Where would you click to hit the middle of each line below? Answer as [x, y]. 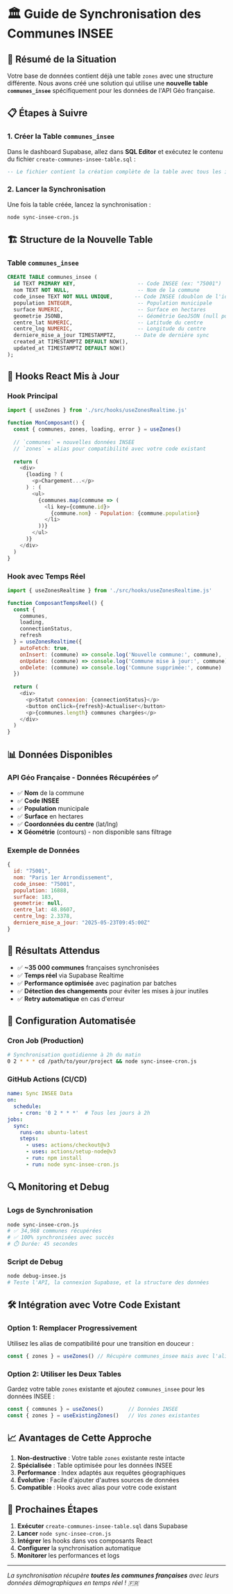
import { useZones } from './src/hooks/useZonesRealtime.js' [97, 411]
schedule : [27, 1107]
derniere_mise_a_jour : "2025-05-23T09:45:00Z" [82, 923]
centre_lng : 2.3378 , [43, 916]
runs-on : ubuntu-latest [54, 1132]
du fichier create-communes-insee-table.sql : [72, 159]
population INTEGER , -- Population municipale [113, 303]
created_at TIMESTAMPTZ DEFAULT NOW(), [71, 342]
